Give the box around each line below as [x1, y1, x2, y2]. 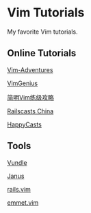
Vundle [7, 158, 27, 166]
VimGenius [7, 79, 38, 87]
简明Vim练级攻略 [7, 93, 55, 101]
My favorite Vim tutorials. [7, 27, 78, 36]
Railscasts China [7, 106, 54, 115]
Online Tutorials [7, 47, 77, 59]
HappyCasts [7, 120, 42, 128]
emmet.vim [7, 198, 39, 207]
